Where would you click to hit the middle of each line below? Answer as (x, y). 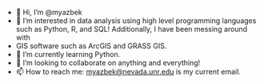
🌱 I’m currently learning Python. (68, 54)
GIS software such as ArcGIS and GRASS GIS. (91, 46)
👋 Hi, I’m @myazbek (49, 12)
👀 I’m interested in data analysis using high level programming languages (136, 21)
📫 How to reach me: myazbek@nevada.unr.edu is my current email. (128, 72)
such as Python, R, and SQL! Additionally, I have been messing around (132, 29)
